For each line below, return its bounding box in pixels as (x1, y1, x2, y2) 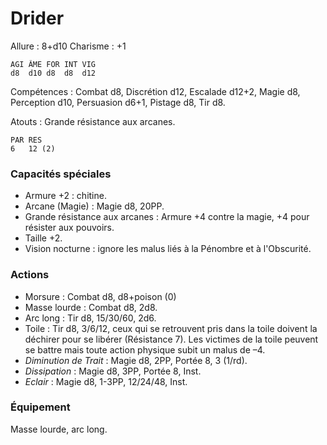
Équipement (10, 400, 71, 414)
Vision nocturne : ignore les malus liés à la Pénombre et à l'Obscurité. (24, 243, 312, 255)
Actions (10, 268, 50, 282)
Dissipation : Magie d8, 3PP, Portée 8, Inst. (24, 365, 202, 377)
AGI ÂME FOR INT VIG (10, 59, 97, 69)
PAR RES (10, 135, 43, 145)
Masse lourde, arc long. (10, 423, 108, 435)
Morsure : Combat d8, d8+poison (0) (24, 290, 177, 302)
